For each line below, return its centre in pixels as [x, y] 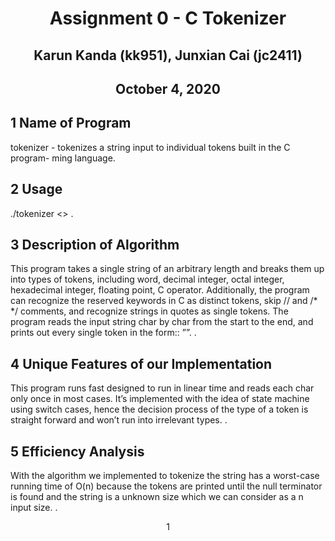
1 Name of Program [71, 123]
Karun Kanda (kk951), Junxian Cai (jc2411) [168, 55]
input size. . [34, 508]
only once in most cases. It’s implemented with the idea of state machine [160, 399]
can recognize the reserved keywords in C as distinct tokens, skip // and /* [164, 301]
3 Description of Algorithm [95, 244]
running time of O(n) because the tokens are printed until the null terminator [166, 486]
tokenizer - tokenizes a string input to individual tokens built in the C [150, 147]
